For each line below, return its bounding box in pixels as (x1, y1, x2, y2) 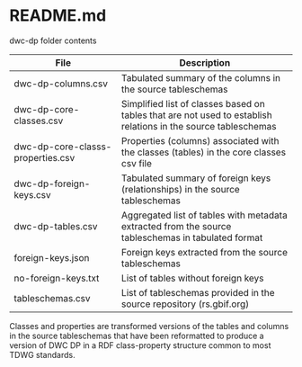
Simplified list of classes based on (120, 97, 265, 110)
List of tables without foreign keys (120, 272, 264, 284)
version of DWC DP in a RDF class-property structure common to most (9, 339, 271, 351)
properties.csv (13, 151, 75, 164)
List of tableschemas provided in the (120, 286, 276, 299)
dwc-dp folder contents (9, 35, 97, 46)
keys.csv (13, 188, 51, 201)
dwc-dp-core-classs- (13, 140, 112, 153)
